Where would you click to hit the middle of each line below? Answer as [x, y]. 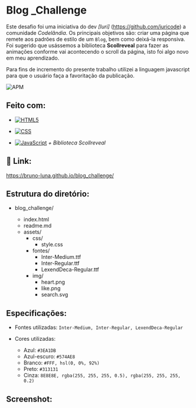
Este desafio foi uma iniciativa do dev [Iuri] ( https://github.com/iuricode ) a [96, 27]
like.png [51, 288]
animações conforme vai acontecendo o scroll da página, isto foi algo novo [97, 51]
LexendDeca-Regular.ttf [70, 269]
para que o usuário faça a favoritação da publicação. [70, 75]
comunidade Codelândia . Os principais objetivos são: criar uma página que [98, 32]
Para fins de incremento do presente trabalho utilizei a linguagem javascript [98, 69]
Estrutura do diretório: [48, 194]
